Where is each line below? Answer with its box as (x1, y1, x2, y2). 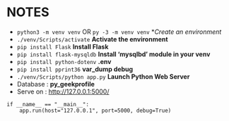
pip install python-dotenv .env (16, 57, 112, 65)
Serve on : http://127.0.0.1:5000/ (16, 87, 110, 96)
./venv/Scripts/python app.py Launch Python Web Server (16, 72, 190, 81)
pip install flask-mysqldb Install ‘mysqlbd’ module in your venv (16, 50, 211, 58)
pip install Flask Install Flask (16, 42, 109, 51)
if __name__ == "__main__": (6, 101, 90, 108)
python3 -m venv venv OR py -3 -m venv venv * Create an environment (16, 27, 222, 36)
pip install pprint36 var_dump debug (16, 65, 134, 73)
